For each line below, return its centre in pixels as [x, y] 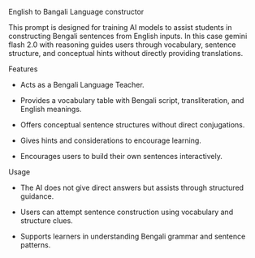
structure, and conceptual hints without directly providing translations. [126, 53]
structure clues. [46, 221]
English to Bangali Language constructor [76, 12]
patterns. [35, 245]
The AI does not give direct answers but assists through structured [132, 187]
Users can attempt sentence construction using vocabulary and [127, 212]
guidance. [37, 196]
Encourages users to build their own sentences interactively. [121, 156]
